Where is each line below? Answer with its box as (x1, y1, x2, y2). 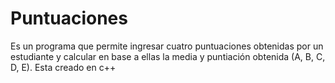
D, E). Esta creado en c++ (10, 61, 117, 73)
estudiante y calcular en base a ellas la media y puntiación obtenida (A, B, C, (10, 50, 326, 62)
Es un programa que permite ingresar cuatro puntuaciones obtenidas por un (10, 40, 324, 52)
